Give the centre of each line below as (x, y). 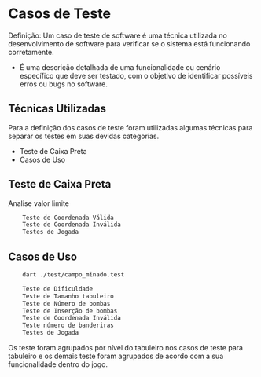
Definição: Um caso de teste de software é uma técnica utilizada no (118, 35)
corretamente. (31, 52)
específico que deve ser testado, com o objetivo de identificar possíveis (136, 75)
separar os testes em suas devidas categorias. (84, 136)
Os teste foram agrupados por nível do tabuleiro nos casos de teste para (126, 348)
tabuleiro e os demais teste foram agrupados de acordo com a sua (116, 356)
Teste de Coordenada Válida (68, 218)
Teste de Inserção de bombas (70, 311)
